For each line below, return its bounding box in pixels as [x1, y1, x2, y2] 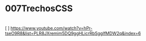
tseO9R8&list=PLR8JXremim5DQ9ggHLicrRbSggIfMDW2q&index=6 [5, 30, 141, 37]
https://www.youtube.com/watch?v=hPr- [10, 25, 92, 31]
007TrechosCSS [5, 3, 73, 14]
